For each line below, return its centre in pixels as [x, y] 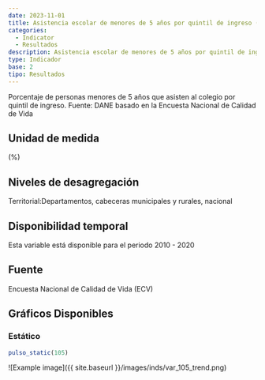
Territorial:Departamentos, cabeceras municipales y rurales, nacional [120, 201]
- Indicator [35, 38]
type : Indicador [35, 60]
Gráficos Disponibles [61, 314]
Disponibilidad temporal [68, 226]
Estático [24, 337]
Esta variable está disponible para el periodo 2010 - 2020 [101, 245]
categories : [28, 30]
